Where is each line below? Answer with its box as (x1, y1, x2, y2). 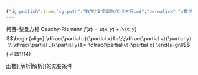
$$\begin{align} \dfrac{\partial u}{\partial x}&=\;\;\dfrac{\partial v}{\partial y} (6, 35, 192, 42)
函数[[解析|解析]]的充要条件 (6, 62, 72, 69)
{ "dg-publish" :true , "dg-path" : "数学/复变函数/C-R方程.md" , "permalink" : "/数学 (6, 8, 193, 15)
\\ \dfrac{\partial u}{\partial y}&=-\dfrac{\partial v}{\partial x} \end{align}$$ (8, 41, 190, 48)
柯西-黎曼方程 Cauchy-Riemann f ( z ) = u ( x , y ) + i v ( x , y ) (6, 25, 137, 32)
